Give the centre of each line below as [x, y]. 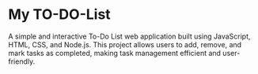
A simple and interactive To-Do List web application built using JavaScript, [129, 36]
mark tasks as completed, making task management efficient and [115, 53]
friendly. [22, 61]
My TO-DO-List [59, 15]
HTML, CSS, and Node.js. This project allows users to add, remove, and [125, 44]
